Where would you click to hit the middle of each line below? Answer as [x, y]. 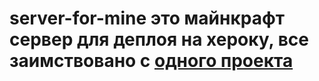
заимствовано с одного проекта [151, 61]
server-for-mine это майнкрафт [147, 18]
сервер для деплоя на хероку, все [159, 39]
